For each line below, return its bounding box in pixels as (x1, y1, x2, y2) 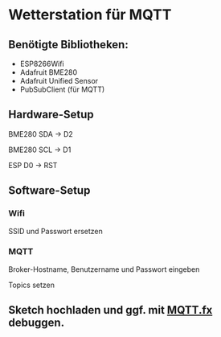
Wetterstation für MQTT (8, 6, 172, 24)
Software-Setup (8, 183, 91, 198)
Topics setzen (8, 280, 55, 290)
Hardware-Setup (8, 108, 94, 121)
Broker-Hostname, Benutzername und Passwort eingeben (8, 264, 200, 274)
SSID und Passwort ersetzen (8, 226, 103, 236)
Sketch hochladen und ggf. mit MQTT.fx (8, 303, 213, 317)
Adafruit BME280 (19, 68, 78, 77)
